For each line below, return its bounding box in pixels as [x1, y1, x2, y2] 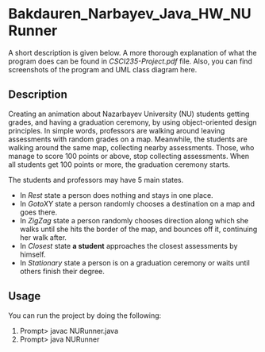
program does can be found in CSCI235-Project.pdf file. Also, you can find [8, 56, 252, 66]
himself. [19, 249, 46, 259]
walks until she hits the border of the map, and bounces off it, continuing [19, 224, 258, 234]
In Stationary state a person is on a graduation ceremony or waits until [19, 257, 250, 267]
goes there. [19, 207, 58, 217]
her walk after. [19, 232, 67, 242]
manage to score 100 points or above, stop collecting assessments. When [8, 151, 250, 161]
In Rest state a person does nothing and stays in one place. [19, 190, 213, 199]
